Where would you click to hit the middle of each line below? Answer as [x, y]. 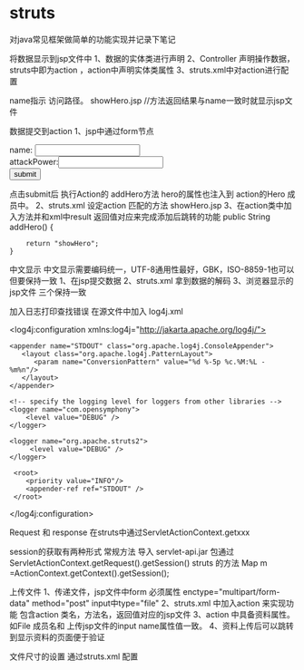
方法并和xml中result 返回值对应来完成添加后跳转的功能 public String [143, 217]
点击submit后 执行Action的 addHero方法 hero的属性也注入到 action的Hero [147, 194]
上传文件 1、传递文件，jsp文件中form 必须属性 [95, 591]
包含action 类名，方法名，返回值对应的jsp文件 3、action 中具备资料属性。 [157, 614]
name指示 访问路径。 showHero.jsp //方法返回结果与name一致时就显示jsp [147, 100]
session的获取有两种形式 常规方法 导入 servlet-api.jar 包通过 [122, 551]
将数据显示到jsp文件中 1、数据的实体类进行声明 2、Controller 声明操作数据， [152, 58]
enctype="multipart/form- [231, 591]
